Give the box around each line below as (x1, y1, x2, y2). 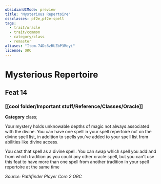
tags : (5, 20, 16, 26)
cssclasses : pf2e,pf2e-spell (5, 16, 64, 21)
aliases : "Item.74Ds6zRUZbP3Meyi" (5, 43, 76, 48)
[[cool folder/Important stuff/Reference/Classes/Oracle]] (5, 103, 143, 110)
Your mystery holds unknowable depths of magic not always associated (5, 123, 150, 129)
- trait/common (9, 30, 40, 35)
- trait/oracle (9, 25, 40, 30)
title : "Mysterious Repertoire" (5, 12, 71, 17)
